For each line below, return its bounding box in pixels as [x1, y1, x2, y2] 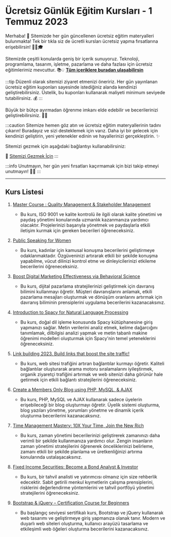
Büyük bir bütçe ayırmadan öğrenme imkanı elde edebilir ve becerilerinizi [5, 107, 159, 113]
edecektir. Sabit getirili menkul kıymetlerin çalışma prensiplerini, [20, 479, 154, 485]
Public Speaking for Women [12, 237, 71, 243]
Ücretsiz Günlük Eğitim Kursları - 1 [5, 5, 153, 17]
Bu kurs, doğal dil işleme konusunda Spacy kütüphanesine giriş [20, 319, 153, 325]
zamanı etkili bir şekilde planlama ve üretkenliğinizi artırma [20, 448, 142, 455]
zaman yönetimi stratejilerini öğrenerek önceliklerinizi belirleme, [20, 443, 154, 449]
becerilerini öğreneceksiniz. [20, 263, 79, 269]
